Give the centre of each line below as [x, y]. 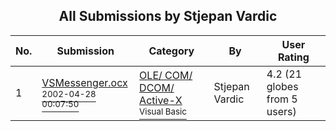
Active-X [161, 100]
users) [281, 111]
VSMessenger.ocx [84, 82]
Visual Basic [163, 111]
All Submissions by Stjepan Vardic [168, 16]
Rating [293, 57]
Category [171, 51]
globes [282, 86]
